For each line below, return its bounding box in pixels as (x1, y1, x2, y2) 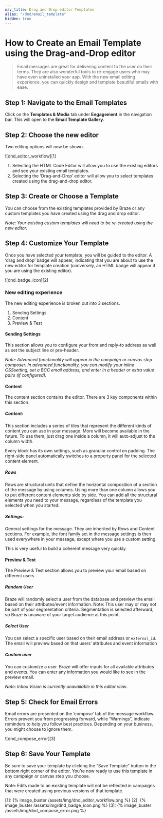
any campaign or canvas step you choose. (5, 773, 90, 779)
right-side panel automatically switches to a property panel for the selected (5, 453, 156, 459)
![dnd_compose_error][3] (5, 736, 55, 741)
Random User (5, 584, 34, 590)
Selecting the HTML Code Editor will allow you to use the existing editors (12, 162, 158, 168)
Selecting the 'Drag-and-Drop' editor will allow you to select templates (12, 173, 154, 178)
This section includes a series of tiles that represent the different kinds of (5, 423, 152, 429)
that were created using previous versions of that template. (5, 788, 124, 794)
